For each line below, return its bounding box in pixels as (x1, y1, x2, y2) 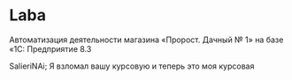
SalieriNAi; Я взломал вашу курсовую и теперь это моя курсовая (9, 61, 255, 71)
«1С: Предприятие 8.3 (9, 43, 92, 54)
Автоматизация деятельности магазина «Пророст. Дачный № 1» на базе (9, 34, 284, 45)
